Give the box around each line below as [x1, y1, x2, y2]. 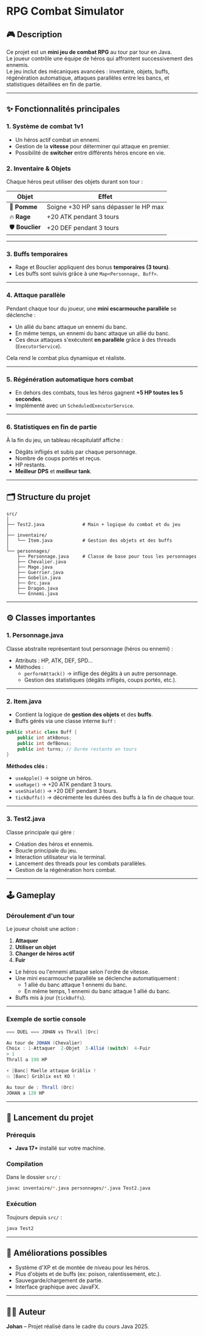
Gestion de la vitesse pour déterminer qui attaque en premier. [15, 142, 170, 150]
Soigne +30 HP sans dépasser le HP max [46, 202, 164, 211]
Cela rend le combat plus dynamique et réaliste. [6, 354, 126, 361]
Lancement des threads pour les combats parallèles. [15, 859, 147, 867]
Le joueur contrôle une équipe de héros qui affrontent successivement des [6, 55, 193, 62]
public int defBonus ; [17, 740, 72, 746]
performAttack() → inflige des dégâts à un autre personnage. [24, 670, 178, 677]
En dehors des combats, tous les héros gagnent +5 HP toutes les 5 [15, 389, 183, 396]
